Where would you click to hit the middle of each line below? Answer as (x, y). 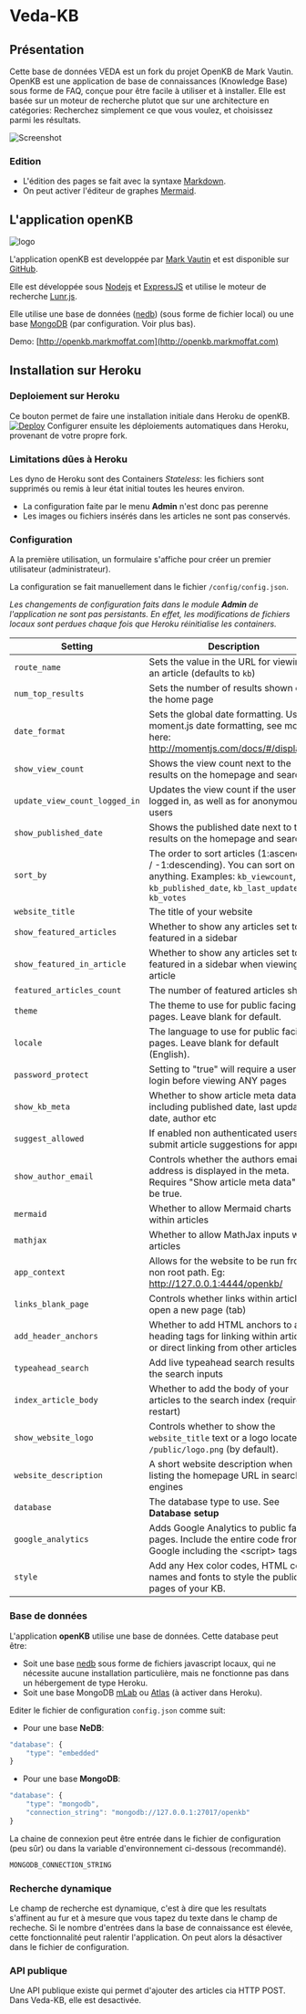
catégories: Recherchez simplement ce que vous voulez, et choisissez (141, 110)
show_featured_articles (66, 933)
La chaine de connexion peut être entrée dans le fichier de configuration (145, 1838)
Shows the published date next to (220, 827)
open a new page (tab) (198, 1310)
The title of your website (201, 912)
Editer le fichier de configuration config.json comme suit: (117, 1710)
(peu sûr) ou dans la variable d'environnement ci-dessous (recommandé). (148, 1848)
